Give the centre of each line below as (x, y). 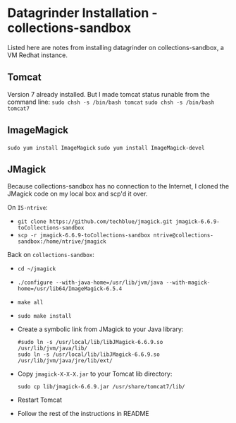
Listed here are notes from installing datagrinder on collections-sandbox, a (116, 47)
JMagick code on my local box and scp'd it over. (77, 194)
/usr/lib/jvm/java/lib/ (52, 348)
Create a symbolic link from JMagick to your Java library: (100, 329)
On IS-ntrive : (27, 208)
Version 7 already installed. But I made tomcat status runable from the (108, 94)
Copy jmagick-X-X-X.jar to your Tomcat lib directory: (95, 374)
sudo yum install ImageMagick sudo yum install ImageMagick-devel (106, 148)
